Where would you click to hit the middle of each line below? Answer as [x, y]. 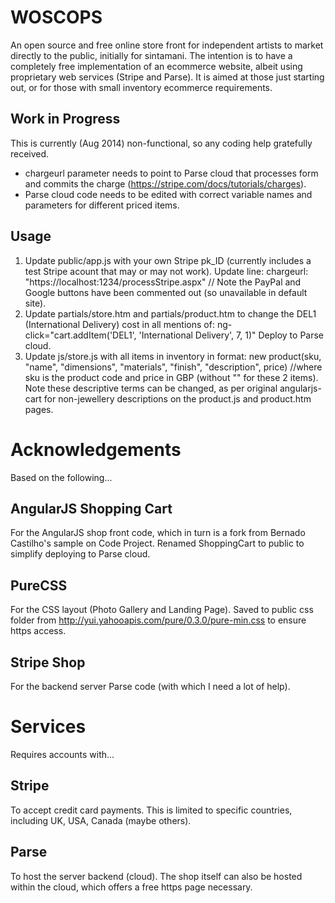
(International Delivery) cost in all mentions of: [119, 324]
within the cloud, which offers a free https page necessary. [131, 887]
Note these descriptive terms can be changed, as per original [151, 388]
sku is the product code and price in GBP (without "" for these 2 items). [171, 377]
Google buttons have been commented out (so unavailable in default [166, 292]
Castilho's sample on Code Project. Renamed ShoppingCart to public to [157, 543]
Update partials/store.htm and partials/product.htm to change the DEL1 [170, 313]
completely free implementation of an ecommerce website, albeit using [156, 66]
